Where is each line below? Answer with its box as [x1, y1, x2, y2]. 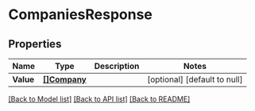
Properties [8, 37, 62, 51]
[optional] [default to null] [146, 74, 243, 85]
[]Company [42, 74, 87, 85]
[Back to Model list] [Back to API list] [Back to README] [8, 94, 191, 104]
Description [94, 61, 140, 71]
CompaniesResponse [8, 6, 153, 24]
